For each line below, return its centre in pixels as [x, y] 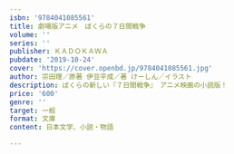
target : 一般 [33, 111]
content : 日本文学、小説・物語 [62, 128]
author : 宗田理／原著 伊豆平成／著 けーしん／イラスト [101, 77]
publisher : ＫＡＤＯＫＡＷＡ [59, 52]
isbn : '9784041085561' [52, 18]
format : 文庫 [33, 119]
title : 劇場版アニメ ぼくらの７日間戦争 [78, 26]
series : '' [30, 43]
